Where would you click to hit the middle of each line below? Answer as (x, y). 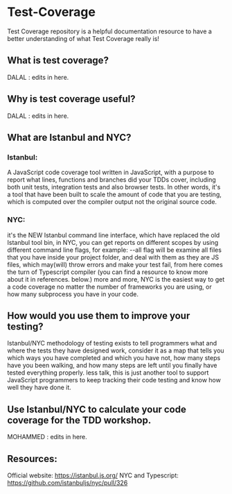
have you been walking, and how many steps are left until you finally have (112, 366)
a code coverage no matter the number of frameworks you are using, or (110, 287)
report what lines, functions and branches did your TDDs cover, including (111, 180)
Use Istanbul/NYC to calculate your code (97, 409)
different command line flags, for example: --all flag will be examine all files (114, 250)
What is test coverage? (58, 61)
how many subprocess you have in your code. (73, 294)
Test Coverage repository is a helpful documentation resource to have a (110, 31)
